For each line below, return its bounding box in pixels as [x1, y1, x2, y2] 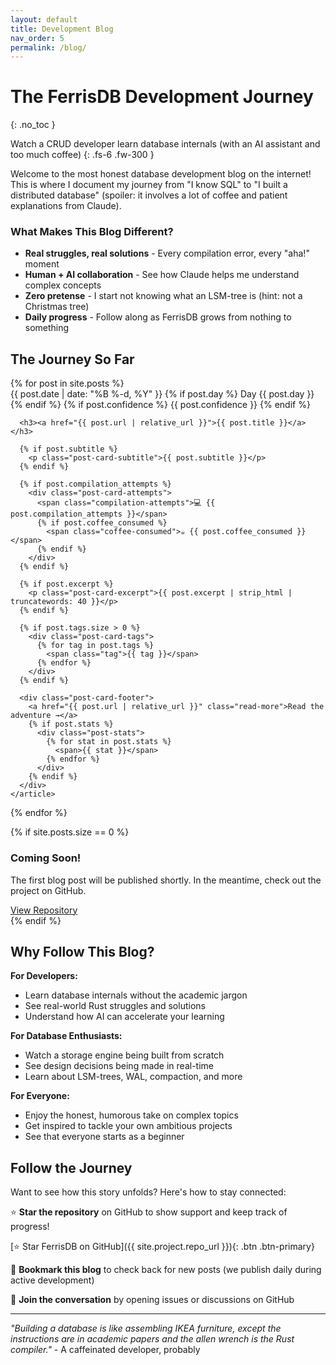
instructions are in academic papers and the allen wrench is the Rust [10, 1333, 295, 1345]
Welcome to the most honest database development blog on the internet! [10, 168, 312, 180]
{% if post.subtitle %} [19, 444, 118, 455]
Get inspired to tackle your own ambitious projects [24, 1120, 233, 1132]
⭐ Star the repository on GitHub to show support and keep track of [10, 1206, 288, 1218]
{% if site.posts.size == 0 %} [10, 826, 130, 838]
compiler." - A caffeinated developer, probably [10, 1344, 201, 1356]
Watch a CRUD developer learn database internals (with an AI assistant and [10, 138, 321, 150]
